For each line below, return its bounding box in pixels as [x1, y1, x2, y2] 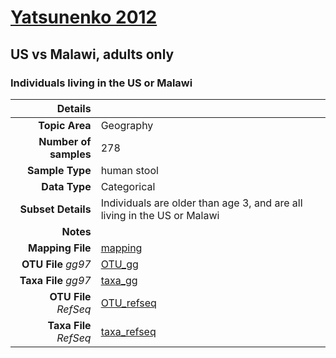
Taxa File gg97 [19, 273, 92, 287]
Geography [100, 118, 154, 132]
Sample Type [27, 163, 92, 177]
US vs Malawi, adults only [10, 46, 175, 63]
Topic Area [38, 118, 92, 132]
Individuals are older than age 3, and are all [100, 196, 303, 210]
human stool [100, 163, 159, 177]
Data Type [41, 179, 92, 193]
